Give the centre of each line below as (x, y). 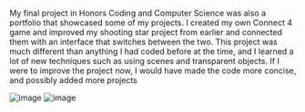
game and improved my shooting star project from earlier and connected (146, 32)
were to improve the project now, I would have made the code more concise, (153, 70)
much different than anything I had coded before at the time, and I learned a (152, 51)
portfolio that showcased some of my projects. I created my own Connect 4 (151, 23)
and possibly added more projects (74, 80)
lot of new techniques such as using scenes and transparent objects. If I (145, 61)
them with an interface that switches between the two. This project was (143, 42)
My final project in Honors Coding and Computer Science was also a (138, 13)
